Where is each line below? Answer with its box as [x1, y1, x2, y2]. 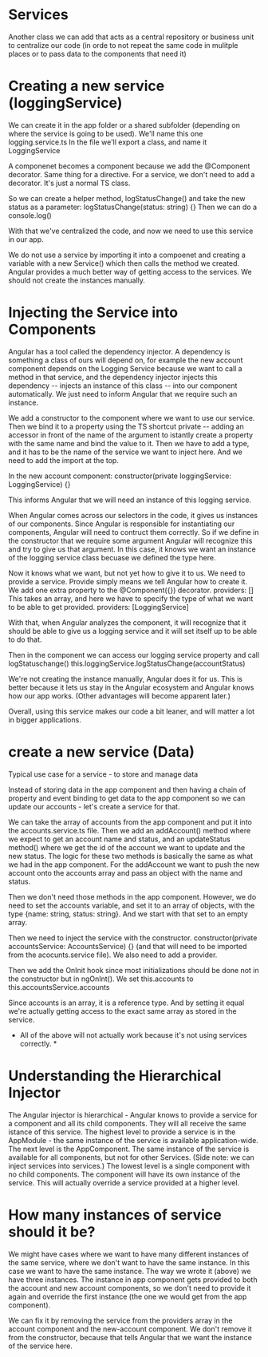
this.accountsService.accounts [8, 982, 110, 991]
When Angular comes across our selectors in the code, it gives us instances [8, 510, 258, 520]
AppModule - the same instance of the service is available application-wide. [8, 1135, 259, 1145]
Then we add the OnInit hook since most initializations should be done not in [8, 965, 259, 975]
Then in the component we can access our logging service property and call [8, 650, 260, 659]
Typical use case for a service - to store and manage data [8, 769, 199, 779]
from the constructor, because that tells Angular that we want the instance [8, 1332, 253, 1342]
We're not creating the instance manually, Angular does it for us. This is [8, 674, 243, 683]
